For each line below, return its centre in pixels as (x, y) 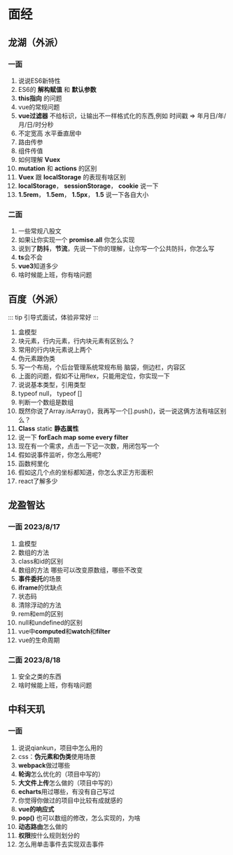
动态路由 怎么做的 (43, 826)
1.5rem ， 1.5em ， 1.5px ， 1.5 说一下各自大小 (83, 194)
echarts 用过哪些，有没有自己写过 (66, 791)
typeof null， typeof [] (50, 393)
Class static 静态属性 (48, 428)
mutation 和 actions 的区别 (57, 168)
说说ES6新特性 (39, 81)
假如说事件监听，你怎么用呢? (59, 454)
